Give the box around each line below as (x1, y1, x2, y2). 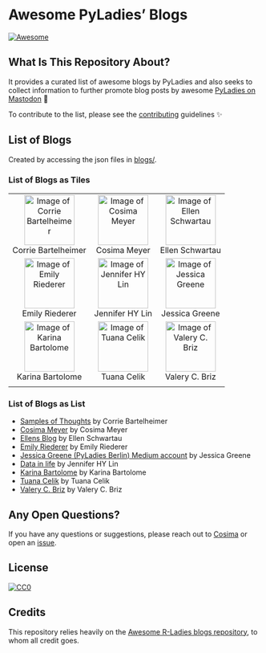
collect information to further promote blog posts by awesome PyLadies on (8, 85, 256, 95)
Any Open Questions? (8, 508, 120, 521)
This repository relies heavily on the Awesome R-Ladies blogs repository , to (8, 626, 258, 636)
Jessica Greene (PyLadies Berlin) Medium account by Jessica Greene (19, 451, 251, 460)
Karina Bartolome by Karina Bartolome (19, 467, 147, 477)
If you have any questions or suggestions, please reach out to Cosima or (8, 529, 248, 539)
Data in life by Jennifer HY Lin (19, 459, 119, 469)
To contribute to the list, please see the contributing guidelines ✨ (8, 109, 223, 119)
